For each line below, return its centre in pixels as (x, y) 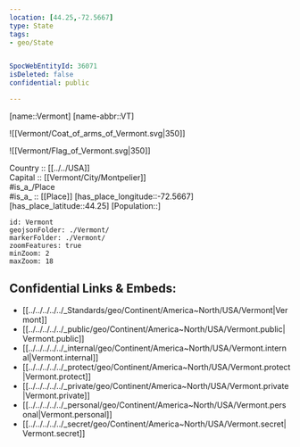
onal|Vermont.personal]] (67, 414)
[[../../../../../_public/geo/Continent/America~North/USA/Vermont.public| (154, 329)
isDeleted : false (42, 75)
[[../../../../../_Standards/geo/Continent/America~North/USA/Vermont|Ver (155, 310)
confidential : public (50, 83)
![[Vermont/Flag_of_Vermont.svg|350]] (80, 150)
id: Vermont (31, 222)
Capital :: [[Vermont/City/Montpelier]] (78, 177)
